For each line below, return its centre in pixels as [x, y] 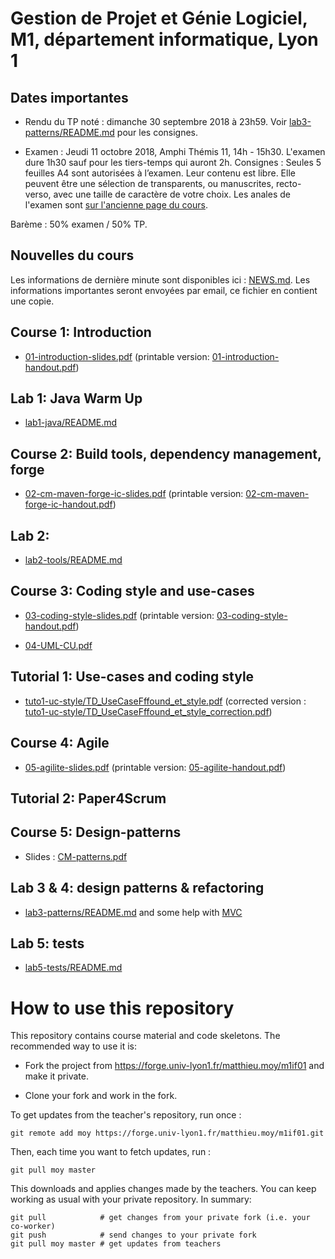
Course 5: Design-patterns [96, 832]
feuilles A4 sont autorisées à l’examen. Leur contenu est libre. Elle [160, 173]
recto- [288, 183]
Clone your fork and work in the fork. [101, 1096]
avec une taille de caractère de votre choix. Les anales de [172, 194]
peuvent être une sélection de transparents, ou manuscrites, [149, 183]
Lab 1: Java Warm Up [76, 398]
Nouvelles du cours [72, 255]
